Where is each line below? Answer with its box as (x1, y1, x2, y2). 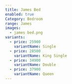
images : (5, 26, 21, 31)
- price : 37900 (9, 67, 41, 72)
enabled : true (5, 12, 35, 17)
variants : (5, 35, 26, 40)
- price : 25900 (9, 40, 41, 44)
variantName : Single (14, 44, 56, 49)
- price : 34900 (9, 58, 41, 63)
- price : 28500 (9, 48, 41, 53)
